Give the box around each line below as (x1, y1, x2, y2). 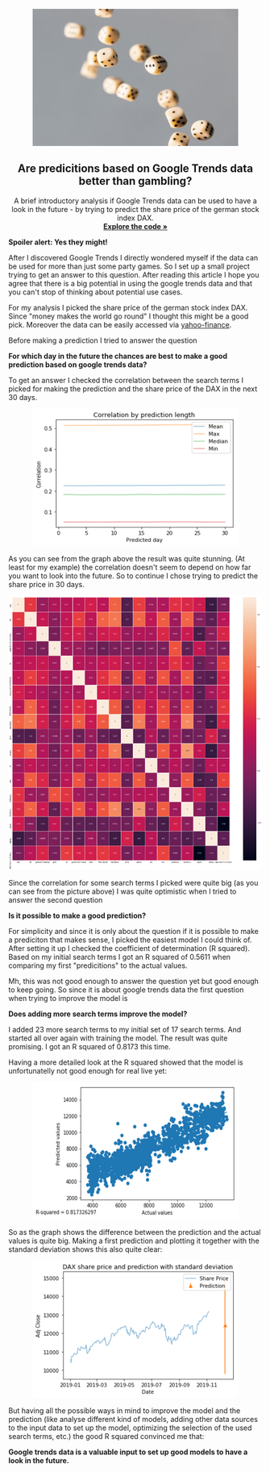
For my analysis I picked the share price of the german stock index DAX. (8, 302, 248, 312)
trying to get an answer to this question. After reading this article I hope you (8, 269, 260, 279)
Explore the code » (103, 221, 168, 231)
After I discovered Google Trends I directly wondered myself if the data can (8, 252, 259, 262)
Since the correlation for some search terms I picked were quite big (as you (8, 878, 259, 887)
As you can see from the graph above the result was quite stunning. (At (8, 553, 246, 563)
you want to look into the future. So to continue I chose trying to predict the (8, 570, 259, 581)
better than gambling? (78, 174, 193, 188)
